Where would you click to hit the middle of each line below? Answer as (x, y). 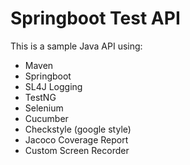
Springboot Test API (95, 18)
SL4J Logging (53, 86)
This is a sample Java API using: (76, 46)
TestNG (40, 97)
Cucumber (46, 118)
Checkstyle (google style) (78, 129)
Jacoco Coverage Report (76, 139)
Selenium (44, 108)
